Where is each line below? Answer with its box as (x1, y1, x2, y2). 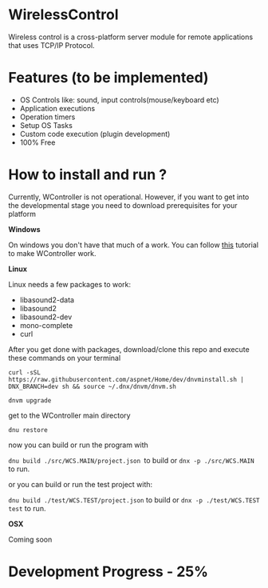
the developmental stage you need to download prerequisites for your (8, 200, 238, 210)
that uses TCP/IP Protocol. (8, 40, 95, 50)
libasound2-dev (19, 312, 73, 322)
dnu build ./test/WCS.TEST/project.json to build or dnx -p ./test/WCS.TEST (8, 494, 261, 505)
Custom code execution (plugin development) (19, 129, 171, 138)
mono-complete (19, 320, 73, 330)
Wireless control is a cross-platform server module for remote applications (8, 32, 254, 42)
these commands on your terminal (8, 353, 121, 362)
